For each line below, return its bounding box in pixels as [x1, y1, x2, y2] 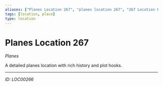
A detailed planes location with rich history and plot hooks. [5, 63, 122, 69]
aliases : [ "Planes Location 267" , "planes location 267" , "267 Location [5, 7, 155, 12]
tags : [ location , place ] [5, 12, 55, 17]
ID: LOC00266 [5, 76, 34, 83]
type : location [5, 16, 36, 21]
